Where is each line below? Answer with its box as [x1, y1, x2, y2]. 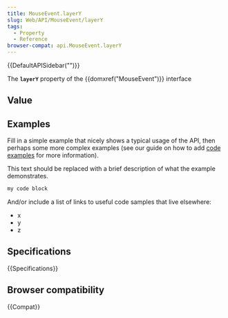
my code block [7, 185, 48, 192]
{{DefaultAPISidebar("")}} [7, 62, 80, 69]
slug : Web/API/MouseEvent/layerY [7, 17, 104, 24]
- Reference [13, 36, 48, 43]
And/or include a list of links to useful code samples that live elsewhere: [7, 198, 212, 206]
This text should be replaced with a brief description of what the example [7, 165, 216, 173]
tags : [7, 23, 23, 30]
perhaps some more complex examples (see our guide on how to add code [7, 144, 221, 152]
